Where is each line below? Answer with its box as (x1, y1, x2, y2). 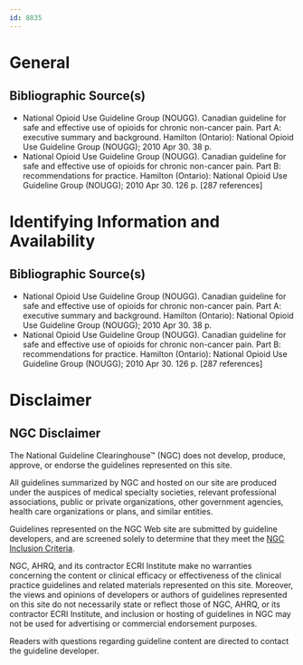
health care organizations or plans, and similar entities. (9, 506, 213, 516)
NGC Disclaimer (9, 426, 101, 441)
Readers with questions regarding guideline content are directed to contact (9, 635, 289, 646)
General (9, 52, 71, 72)
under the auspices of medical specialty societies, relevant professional (9, 487, 278, 497)
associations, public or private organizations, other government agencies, (9, 496, 284, 507)
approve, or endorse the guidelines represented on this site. (9, 459, 232, 470)
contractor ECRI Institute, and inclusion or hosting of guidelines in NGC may (9, 608, 291, 619)
